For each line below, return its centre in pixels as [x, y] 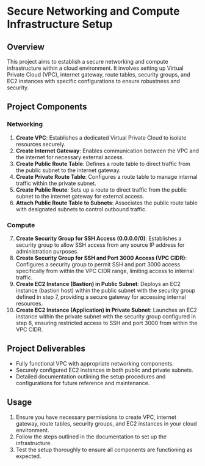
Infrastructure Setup [60, 24]
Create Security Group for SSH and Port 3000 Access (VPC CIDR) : [101, 258]
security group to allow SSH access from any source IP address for [100, 245]
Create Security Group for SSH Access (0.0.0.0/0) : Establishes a [99, 238]
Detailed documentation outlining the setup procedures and [91, 376]
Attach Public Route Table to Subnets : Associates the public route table [106, 203]
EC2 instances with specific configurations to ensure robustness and [94, 81]
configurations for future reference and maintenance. [83, 383]
